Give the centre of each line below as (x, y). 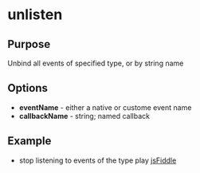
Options (28, 88)
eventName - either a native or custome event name (105, 107)
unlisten (35, 15)
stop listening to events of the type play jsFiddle (98, 160)
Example (29, 141)
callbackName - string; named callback (84, 116)
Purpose (29, 44)
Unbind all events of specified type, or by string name (96, 63)
